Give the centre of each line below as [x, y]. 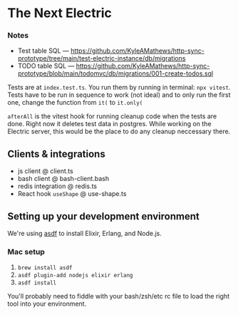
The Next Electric [60, 13]
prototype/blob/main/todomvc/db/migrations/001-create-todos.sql [115, 73]
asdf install [37, 283]
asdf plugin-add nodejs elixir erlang [75, 276]
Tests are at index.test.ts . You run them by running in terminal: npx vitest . [119, 88]
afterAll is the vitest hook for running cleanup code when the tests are [112, 116]
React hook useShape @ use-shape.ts [72, 194]
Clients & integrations [56, 154]
